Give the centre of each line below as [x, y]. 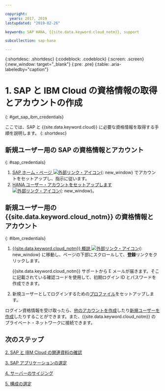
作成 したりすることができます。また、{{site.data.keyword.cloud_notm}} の [81, 316]
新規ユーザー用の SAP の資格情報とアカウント [74, 150]
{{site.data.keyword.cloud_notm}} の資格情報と [79, 217]
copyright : [16, 14]
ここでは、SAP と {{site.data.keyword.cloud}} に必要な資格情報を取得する [80, 127]
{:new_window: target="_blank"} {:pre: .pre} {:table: [57, 64]
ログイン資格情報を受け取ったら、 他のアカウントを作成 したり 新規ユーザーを [82, 310]
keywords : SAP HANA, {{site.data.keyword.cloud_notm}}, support [72, 32]
